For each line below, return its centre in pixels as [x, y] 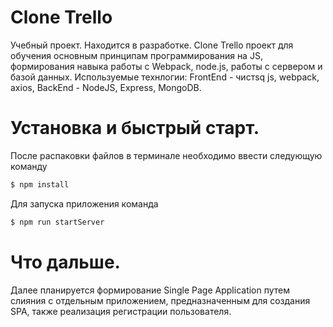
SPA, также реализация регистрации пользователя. [121, 311]
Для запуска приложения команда [84, 203]
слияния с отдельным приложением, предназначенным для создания [160, 300]
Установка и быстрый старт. [135, 128]
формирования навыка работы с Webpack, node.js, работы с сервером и [166, 66]
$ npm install [40, 184]
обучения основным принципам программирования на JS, [136, 55]
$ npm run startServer [57, 222]
